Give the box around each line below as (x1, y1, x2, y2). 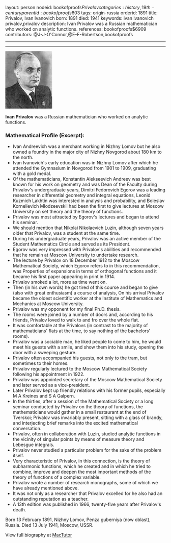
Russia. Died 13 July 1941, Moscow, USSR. (5, 522, 94, 528)
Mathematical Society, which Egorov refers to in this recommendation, (12, 263, 160, 269)
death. (12, 507, 26, 513)
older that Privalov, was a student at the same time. (12, 230, 121, 236)
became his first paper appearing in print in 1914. (12, 274, 116, 280)
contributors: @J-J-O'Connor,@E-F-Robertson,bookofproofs (5, 32, 133, 37)
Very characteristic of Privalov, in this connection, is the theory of (12, 458, 150, 464)
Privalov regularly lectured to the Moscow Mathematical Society (12, 366, 147, 372)
